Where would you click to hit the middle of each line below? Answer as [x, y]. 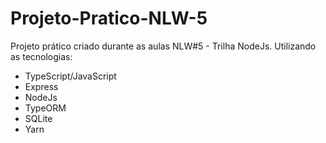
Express [41, 86]
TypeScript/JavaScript [70, 76]
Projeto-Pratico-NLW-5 [109, 18]
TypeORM [45, 108]
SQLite [38, 118]
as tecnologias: [41, 56]
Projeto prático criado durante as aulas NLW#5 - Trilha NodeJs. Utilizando [163, 46]
